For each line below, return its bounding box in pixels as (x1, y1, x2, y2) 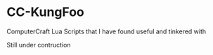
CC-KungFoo (6, 4, 85, 20)
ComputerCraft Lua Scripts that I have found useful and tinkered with (6, 27, 207, 36)
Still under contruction (6, 40, 71, 49)
